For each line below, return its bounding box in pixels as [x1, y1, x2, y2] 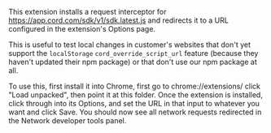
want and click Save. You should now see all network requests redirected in [8, 107, 262, 117]
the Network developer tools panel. [8, 116, 127, 125]
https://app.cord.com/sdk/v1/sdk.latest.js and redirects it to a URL [8, 15, 229, 25]
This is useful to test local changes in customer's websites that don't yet [8, 40, 251, 49]
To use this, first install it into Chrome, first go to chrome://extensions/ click [8, 81, 260, 91]
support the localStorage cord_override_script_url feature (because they [8, 49, 259, 58]
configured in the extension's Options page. [8, 24, 156, 33]
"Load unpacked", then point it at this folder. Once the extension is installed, [8, 90, 263, 100]
